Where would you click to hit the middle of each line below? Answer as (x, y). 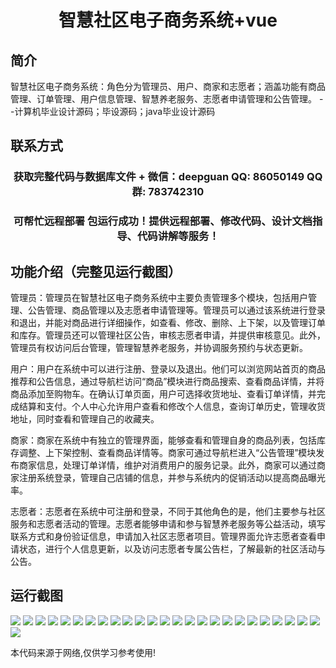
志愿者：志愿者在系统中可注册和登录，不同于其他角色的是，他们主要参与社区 (168, 512)
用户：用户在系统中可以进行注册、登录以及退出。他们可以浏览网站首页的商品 (168, 369)
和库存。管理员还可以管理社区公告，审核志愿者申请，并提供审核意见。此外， (168, 335)
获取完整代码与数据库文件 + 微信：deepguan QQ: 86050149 (159, 177)
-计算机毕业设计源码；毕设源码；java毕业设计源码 (113, 111)
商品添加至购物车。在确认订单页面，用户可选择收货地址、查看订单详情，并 (163, 394)
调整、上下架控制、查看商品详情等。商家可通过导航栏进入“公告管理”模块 (167, 453)
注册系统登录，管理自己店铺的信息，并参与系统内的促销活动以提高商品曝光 (172, 478)
